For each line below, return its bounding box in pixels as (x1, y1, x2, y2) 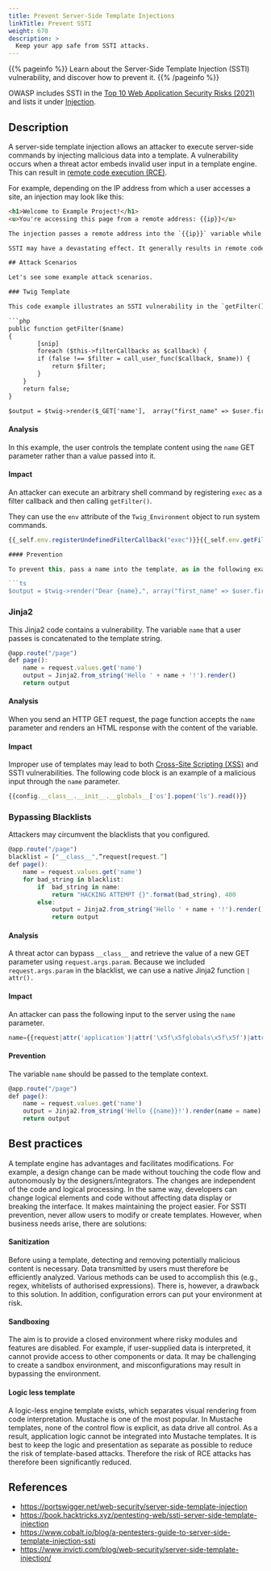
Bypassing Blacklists (8, 812, 92, 823)
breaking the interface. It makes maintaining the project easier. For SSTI (8, 1201, 247, 1211)
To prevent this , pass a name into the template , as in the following (8, 565, 251, 573)
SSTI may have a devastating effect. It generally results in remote (8, 244, 248, 252)
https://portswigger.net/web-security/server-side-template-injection (19, 1501, 248, 1512)
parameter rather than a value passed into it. (8, 450, 156, 461)
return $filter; (51, 362, 106, 370)
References (8, 1480, 68, 1494)
